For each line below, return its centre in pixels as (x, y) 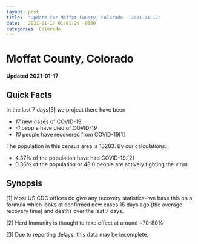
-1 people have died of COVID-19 (56, 127)
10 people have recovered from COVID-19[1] (70, 134)
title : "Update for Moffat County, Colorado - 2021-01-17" (84, 18)
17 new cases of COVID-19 (48, 121)
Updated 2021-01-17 (32, 76)
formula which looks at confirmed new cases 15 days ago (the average (94, 205)
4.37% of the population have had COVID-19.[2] (74, 158)
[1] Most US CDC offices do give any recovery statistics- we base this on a (99, 198)
